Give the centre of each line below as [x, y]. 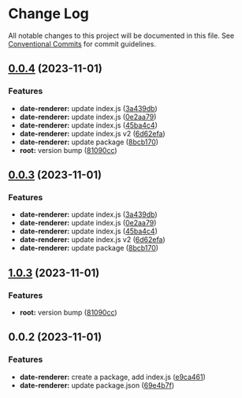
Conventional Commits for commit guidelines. [82, 43]
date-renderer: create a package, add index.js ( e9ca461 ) [113, 377]
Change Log [48, 14]
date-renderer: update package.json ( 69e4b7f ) [97, 385]
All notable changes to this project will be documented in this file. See [121, 35]
